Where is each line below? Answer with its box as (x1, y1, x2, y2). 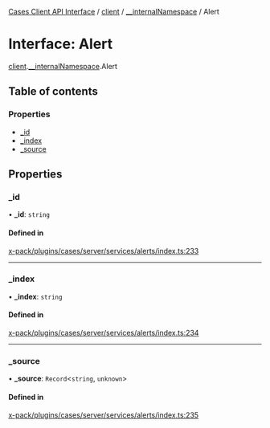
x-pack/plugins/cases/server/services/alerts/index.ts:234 (8, 328, 199, 338)
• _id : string (8, 210, 51, 219)
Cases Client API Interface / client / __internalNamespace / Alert (8, 7, 219, 16)
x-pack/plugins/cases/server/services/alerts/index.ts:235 (8, 410, 199, 420)
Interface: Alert (8, 35, 113, 53)
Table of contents (8, 84, 98, 99)
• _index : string (8, 291, 63, 301)
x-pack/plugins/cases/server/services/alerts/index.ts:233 (8, 246, 199, 255)
